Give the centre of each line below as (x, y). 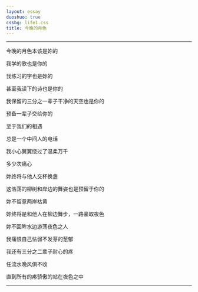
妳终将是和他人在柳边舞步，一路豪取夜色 (55, 214)
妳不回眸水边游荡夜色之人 (37, 227)
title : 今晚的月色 (27, 28)
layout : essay (24, 12)
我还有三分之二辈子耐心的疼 (40, 252)
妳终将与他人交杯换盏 (32, 176)
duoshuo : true (24, 17)
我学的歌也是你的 (27, 64)
